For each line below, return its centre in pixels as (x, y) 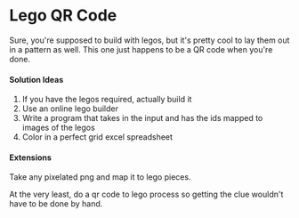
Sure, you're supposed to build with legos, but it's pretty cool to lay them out (149, 40)
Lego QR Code (63, 16)
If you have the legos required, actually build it (107, 100)
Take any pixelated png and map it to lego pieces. (100, 177)
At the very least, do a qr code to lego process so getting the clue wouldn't (146, 194)
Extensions (30, 157)
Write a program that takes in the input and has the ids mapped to (142, 118)
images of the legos (58, 128)
